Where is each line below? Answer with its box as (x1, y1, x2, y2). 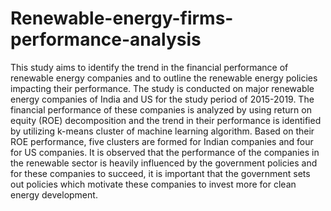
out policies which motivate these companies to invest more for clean (10, 178, 297, 190)
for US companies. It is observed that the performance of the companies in (10, 146, 320, 158)
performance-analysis (10, 28, 202, 51)
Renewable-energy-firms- (10, 7, 234, 30)
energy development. (10, 188, 98, 201)
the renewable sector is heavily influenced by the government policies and (10, 157, 318, 169)
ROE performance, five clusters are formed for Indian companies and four (10, 135, 314, 147)
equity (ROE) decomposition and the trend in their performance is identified (10, 114, 322, 126)
